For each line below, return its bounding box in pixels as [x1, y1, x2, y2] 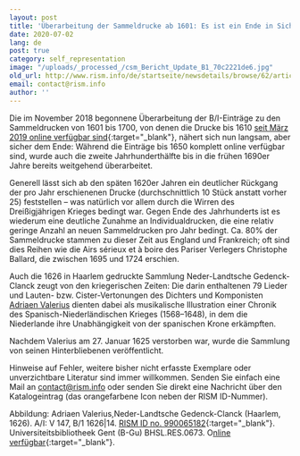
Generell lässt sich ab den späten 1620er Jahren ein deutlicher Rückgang [9, 177, 279, 188]
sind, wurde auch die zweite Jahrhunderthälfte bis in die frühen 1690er [9, 150, 271, 161]
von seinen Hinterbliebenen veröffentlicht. [9, 345, 164, 356]
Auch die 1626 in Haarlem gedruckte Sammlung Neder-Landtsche [9, 270, 252, 282]
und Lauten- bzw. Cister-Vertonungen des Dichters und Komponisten [9, 290, 263, 300]
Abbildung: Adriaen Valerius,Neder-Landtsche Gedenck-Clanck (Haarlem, [9, 408, 281, 418]
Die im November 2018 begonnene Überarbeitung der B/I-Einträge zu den [9, 113, 281, 123]
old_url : [9, 72, 42, 80]
